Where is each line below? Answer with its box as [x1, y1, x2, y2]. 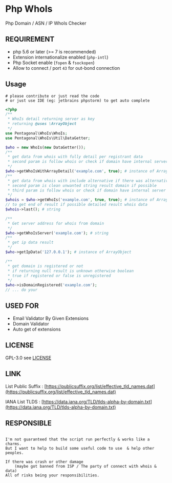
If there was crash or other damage [5, 459, 83, 465]
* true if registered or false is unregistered [7, 273, 111, 278]
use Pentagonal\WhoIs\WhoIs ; [5, 130, 68, 136]
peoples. [5, 450, 24, 456]
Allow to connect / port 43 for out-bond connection [12, 65, 120, 71]
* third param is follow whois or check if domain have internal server [7, 188, 166, 193]
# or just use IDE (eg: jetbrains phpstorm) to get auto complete [5, 98, 150, 103]
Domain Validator [12, 320, 50, 326]
